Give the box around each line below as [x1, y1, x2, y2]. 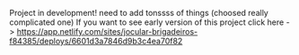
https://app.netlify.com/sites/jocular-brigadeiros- [16, 27, 198, 36]
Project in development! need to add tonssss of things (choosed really [9, 8, 269, 18]
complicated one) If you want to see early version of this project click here [9, 17, 285, 27]
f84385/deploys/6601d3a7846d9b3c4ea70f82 [9, 35, 183, 46]
